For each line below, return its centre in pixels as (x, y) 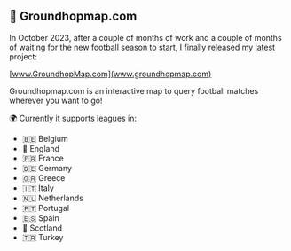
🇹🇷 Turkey (43, 237)
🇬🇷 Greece (43, 177)
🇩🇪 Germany (47, 168)
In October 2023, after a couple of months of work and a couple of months (145, 37)
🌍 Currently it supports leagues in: (73, 118)
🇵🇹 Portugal (45, 208)
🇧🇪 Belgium (45, 138)
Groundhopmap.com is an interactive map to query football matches (134, 90)
